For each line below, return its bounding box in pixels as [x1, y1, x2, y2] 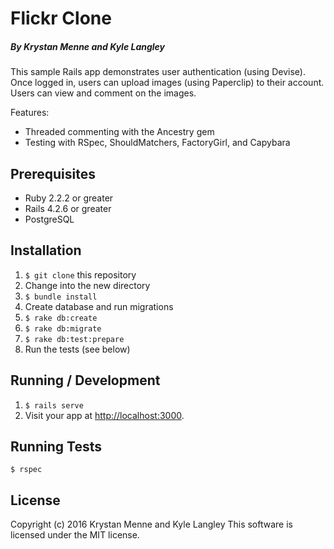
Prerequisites [10, 165, 96, 182]
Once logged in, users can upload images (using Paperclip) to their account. [10, 77, 325, 89]
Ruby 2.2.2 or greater [24, 192, 114, 204]
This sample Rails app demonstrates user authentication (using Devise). [10, 66, 306, 78]
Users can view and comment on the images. [10, 87, 197, 99]
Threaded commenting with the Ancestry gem [24, 126, 215, 138]
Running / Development [10, 372, 161, 389]
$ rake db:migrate [24, 323, 102, 334]
